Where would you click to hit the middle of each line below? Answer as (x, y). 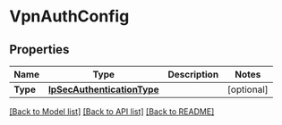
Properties (39, 50)
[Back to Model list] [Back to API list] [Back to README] (112, 112)
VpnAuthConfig (69, 17)
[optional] (248, 89)
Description (193, 75)
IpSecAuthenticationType (103, 89)
